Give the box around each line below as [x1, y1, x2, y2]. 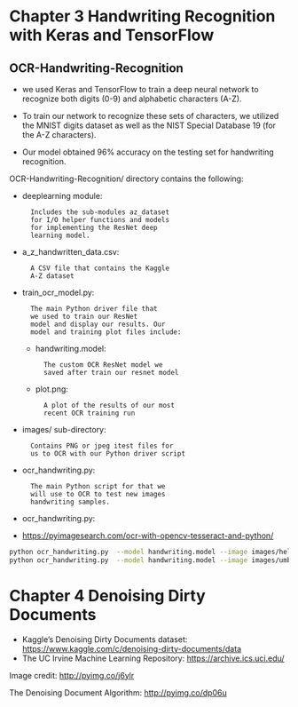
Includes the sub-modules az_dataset [30, 208, 170, 217]
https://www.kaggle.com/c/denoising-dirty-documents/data [21, 643, 242, 654]
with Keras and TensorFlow [9, 25, 215, 45]
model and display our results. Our [30, 320, 166, 329]
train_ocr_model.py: [21, 287, 95, 298]
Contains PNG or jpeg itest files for [30, 441, 174, 450]
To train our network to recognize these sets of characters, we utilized [21, 111, 279, 121]
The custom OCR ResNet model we [43, 361, 163, 369]
